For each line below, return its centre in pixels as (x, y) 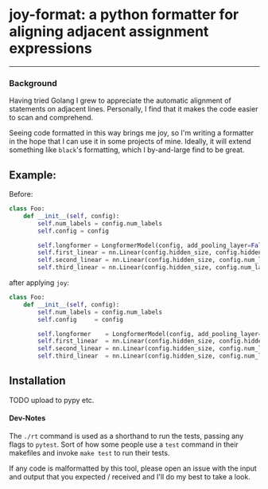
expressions (50, 49)
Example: (33, 175)
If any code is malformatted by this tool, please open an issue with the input (133, 468)
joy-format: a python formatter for (124, 15)
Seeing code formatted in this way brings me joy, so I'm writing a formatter (131, 133)
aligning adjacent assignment (109, 31)
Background (33, 83)
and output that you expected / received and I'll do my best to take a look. (130, 477)
